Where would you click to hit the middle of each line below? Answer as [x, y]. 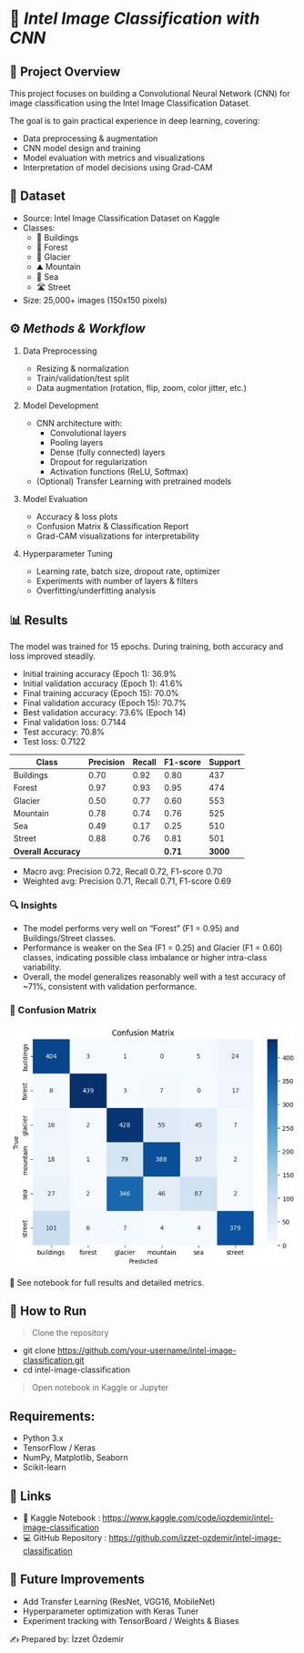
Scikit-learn [44, 1467]
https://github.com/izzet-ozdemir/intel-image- [195, 1537]
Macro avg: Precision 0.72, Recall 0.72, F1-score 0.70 [122, 872]
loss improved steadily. [52, 656]
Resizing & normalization [82, 368]
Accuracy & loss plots [77, 516]
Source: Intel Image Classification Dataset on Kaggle [121, 218]
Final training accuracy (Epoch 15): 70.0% [101, 693]
